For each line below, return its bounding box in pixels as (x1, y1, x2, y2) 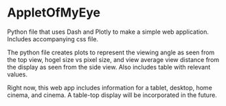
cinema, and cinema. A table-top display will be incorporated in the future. (7, 91, 218, 99)
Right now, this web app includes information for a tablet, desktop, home (7, 83, 213, 92)
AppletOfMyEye (7, 5, 101, 21)
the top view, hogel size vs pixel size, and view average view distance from (7, 55, 220, 63)
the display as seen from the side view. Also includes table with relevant (7, 63, 211, 71)
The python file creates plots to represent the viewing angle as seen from (7, 48, 215, 56)
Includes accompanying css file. (7, 34, 98, 43)
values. (7, 70, 27, 78)
